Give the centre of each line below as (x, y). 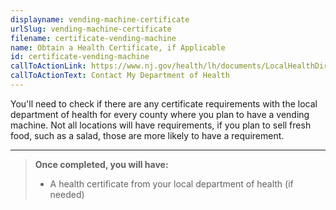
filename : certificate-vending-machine (93, 38)
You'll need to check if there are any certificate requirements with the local (164, 103)
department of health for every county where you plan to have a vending (160, 114)
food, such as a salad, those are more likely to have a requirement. (147, 135)
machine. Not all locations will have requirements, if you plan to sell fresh (161, 125)
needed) (67, 194)
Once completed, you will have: (101, 164)
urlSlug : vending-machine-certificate (91, 29)
